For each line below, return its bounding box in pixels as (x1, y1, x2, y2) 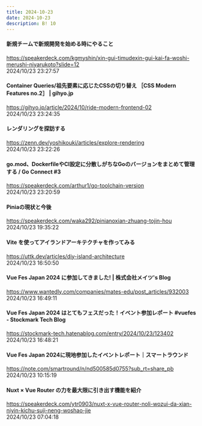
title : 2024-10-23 (6, 9, 53, 15)
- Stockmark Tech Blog (6, 316, 66, 324)
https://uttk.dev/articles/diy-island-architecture (6, 253, 125, 260)
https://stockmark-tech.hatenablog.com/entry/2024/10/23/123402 (6, 330, 174, 337)
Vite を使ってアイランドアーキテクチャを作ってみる (6, 238, 135, 246)
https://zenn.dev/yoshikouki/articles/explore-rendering (6, 139, 145, 146)
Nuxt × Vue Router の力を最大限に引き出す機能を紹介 (6, 386, 142, 394)
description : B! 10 (6, 20, 56, 26)
